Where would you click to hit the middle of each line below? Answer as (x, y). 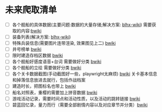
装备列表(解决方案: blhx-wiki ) (41, 37)
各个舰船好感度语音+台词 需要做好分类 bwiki (57, 61)
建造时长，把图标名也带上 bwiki (44, 86)
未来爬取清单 (31, 10)
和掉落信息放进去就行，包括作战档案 (49, 80)
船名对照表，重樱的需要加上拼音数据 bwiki (54, 92)
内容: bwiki (31, 31)
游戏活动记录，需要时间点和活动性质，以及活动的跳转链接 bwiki (76, 98)
